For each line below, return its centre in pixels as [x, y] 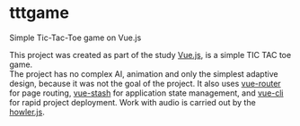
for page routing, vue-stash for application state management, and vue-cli [147, 93]
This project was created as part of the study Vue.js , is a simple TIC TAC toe [150, 55]
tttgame [40, 13]
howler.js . [27, 112]
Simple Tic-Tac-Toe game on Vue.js [75, 38]
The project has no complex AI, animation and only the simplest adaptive [144, 73]
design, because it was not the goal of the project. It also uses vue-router [145, 83]
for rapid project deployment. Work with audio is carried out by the [132, 102]
